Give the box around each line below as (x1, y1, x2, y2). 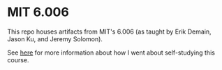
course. (7, 55, 29, 64)
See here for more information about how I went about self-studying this (7, 48, 215, 57)
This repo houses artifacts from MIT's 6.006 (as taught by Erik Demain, (7, 27, 212, 36)
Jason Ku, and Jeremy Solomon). (7, 34, 103, 43)
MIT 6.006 (7, 4, 70, 20)
